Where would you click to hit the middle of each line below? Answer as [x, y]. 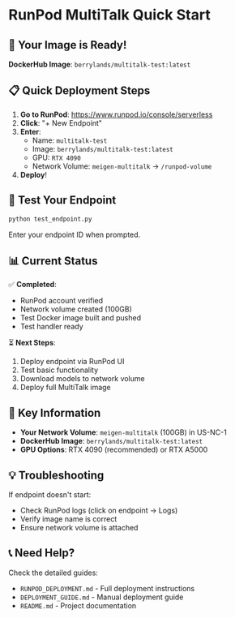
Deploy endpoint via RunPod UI [72, 362]
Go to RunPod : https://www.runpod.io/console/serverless [116, 114]
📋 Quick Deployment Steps [79, 91]
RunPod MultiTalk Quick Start [109, 15]
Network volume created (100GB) [76, 309]
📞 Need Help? [42, 553]
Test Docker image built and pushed [81, 318]
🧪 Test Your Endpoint [62, 200]
